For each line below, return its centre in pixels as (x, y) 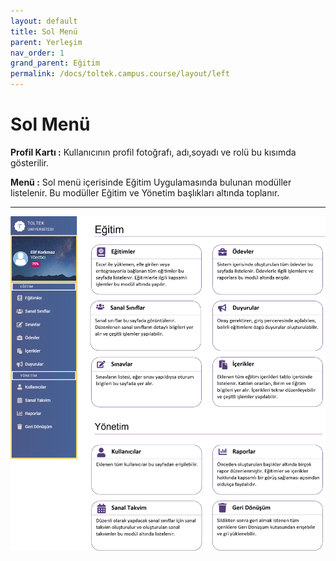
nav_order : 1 (37, 53)
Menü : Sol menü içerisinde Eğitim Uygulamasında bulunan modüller (151, 182)
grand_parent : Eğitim (55, 63)
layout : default (44, 21)
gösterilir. (29, 162)
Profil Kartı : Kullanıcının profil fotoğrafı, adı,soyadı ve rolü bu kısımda (153, 152)
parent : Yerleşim (46, 42)
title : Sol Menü (44, 31)
